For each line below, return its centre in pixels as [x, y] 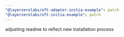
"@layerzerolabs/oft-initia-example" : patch [53, 15]
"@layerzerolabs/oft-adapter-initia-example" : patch [62, 10]
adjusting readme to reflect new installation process [59, 29]
